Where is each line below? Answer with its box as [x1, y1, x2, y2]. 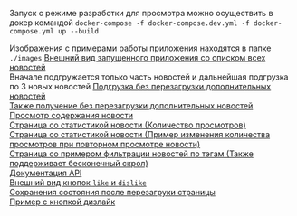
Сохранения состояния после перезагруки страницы [9, 187, 216, 197]
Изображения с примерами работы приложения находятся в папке [9, 42, 272, 53]
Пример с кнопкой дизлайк [9, 196, 116, 207]
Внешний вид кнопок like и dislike [9, 177, 147, 188]
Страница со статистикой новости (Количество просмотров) [9, 119, 246, 130]
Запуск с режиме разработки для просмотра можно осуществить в [9, 8, 273, 18]
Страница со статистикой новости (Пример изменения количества [9, 129, 271, 139]
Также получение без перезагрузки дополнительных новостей [9, 100, 254, 111]
